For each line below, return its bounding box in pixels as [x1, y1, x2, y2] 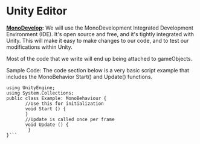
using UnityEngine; [6, 84, 56, 91]
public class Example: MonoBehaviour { [6, 95, 107, 101]
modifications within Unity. [6, 43, 73, 51]
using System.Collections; [6, 90, 74, 96]
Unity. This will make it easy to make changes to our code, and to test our [6, 37, 189, 44]
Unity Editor [6, 4, 68, 18]
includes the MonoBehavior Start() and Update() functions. [6, 73, 153, 80]
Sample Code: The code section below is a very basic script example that [6, 66, 189, 74]
